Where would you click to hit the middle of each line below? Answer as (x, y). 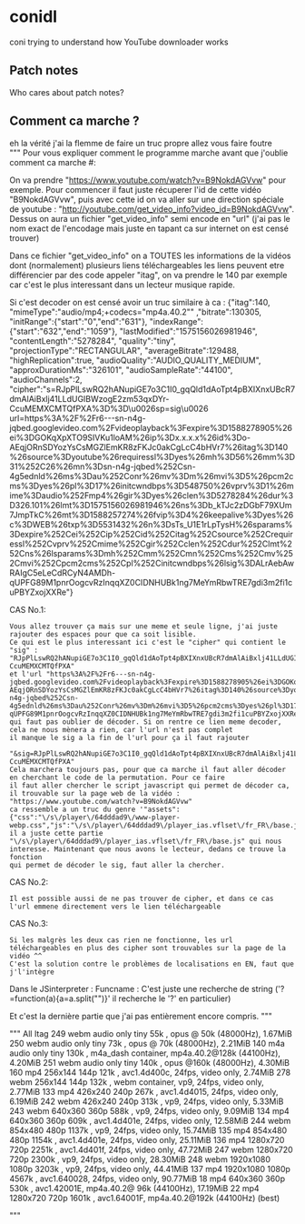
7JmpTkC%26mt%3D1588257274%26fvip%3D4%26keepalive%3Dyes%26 (152, 515)
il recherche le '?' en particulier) (172, 998)
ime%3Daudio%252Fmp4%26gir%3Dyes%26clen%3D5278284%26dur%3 (151, 495)
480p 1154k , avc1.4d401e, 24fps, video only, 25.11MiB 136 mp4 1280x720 (147, 1139)
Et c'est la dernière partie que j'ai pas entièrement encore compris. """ (141, 1016)
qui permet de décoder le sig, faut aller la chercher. (117, 865)
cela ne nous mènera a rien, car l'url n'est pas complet (121, 729)
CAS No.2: (29, 882)
